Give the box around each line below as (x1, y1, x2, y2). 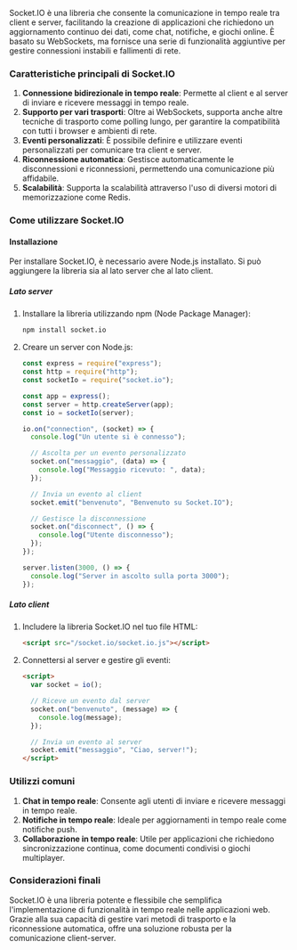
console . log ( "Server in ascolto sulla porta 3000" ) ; (30, 571, 230, 580)
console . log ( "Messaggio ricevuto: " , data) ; (38, 465, 206, 475)
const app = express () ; (21, 391, 111, 400)
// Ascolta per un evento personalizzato (30, 449, 187, 458)
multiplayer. (21, 852, 65, 863)
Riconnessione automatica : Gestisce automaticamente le (21, 154, 234, 165)
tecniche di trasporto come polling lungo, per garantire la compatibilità (21, 116, 280, 127)
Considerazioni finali (9, 874, 100, 887)
